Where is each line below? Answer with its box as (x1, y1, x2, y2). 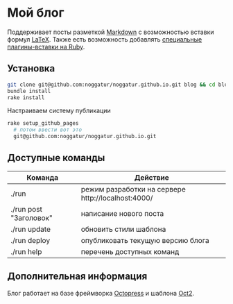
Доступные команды (7, 152, 105, 164)
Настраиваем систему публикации (7, 106, 111, 115)
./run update (10, 224, 51, 234)
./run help (10, 246, 42, 256)
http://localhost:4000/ (80, 193, 153, 203)
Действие (134, 172, 169, 182)
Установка (7, 62, 55, 74)
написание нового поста (80, 208, 164, 218)
